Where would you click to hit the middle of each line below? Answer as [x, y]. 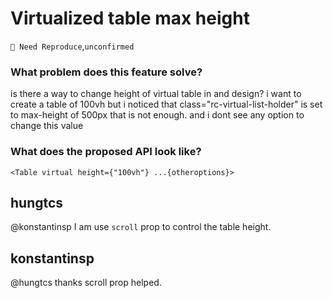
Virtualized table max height [130, 18]
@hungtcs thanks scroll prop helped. [86, 283]
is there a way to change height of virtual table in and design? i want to [156, 94]
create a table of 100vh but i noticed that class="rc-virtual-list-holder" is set [166, 104]
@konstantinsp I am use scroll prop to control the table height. [141, 227]
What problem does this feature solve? [106, 72]
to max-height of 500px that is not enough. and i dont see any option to [157, 115]
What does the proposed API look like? [106, 152]
